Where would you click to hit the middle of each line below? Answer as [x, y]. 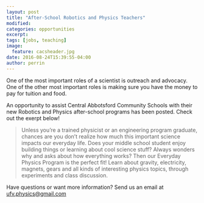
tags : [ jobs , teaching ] [37, 40]
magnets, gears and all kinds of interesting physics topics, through [105, 169]
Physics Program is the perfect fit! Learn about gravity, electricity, [104, 162]
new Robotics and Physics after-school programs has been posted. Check [100, 112]
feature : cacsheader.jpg [43, 52]
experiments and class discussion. [65, 175]
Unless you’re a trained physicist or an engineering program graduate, [109, 130]
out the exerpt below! [33, 118]
